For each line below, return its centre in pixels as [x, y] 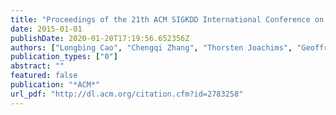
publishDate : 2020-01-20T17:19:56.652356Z [100, 38]
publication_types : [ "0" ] [64, 57]
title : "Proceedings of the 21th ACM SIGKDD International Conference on [167, 19]
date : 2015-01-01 [46, 29]
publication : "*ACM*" [55, 85]
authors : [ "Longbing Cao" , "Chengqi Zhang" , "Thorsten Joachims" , [151, 47]
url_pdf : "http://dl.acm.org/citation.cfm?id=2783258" [127, 94]
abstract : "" [37, 66]
